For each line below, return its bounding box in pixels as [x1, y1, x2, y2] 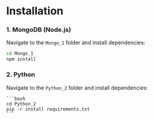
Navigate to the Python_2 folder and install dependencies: [6, 84, 149, 91]
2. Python [6, 71, 35, 79]
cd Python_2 [6, 100, 36, 107]
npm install [6, 56, 36, 62]
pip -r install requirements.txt [6, 106, 90, 112]
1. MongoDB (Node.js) [6, 26, 72, 34]
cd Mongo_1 [6, 51, 34, 57]
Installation [6, 4, 64, 18]
